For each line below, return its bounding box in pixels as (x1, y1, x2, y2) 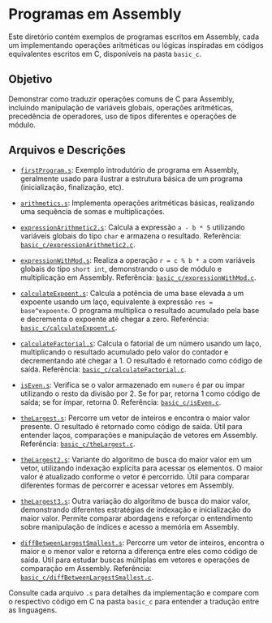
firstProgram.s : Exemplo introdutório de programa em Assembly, (19, 165, 240, 174)
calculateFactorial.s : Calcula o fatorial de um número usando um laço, (19, 338, 262, 348)
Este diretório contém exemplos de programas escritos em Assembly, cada (8, 32, 260, 41)
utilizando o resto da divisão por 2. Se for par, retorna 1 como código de (19, 389, 261, 398)
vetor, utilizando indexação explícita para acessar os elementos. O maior (19, 463, 263, 473)
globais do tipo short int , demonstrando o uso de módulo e (19, 264, 222, 273)
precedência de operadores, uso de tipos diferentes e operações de (8, 111, 237, 121)
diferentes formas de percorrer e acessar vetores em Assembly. (19, 480, 235, 490)
